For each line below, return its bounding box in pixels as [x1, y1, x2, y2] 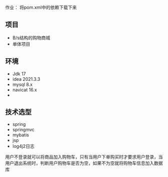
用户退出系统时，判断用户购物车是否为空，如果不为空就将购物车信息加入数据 [5, 160, 163, 166]
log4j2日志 [12, 143, 35, 149]
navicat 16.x [12, 87, 37, 93]
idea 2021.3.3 [12, 76, 40, 82]
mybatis [12, 132, 29, 138]
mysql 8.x [12, 81, 33, 87]
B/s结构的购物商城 [12, 35, 50, 41]
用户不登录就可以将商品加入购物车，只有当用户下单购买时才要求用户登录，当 [5, 154, 163, 160]
